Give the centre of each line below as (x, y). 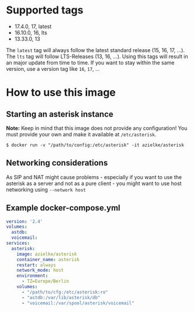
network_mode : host (40, 270)
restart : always (37, 265)
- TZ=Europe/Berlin (45, 282)
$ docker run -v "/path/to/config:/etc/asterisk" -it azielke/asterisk (95, 145)
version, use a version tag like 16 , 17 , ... (53, 68)
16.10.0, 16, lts (31, 32)
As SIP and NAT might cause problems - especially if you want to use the (94, 177)
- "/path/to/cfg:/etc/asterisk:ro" (65, 292)
